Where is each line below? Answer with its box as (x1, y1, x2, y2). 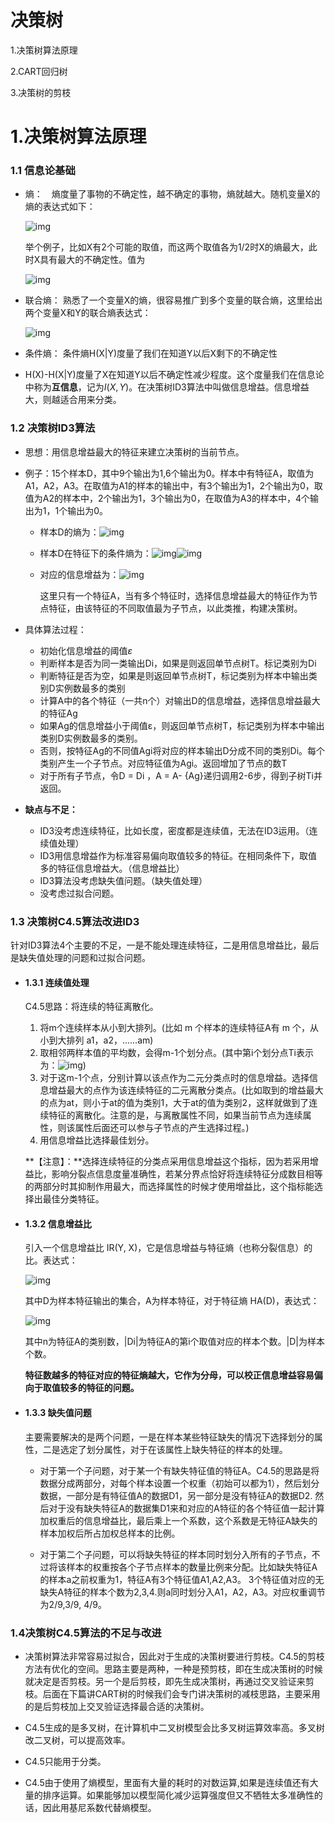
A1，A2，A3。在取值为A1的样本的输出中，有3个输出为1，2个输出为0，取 (24, 479, 323, 491)
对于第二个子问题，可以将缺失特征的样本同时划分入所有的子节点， (39, 1548, 312, 1560)
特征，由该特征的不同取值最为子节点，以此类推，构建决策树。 (48, 602, 299, 614)
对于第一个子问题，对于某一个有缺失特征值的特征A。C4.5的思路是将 (39, 1464, 320, 1476)
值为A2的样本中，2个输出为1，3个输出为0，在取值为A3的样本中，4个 (24, 492, 311, 504)
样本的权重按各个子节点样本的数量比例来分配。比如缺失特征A (66, 1561, 318, 1573)
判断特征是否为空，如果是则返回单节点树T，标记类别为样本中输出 (39, 669, 309, 681)
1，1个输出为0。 (42, 504, 109, 516)
